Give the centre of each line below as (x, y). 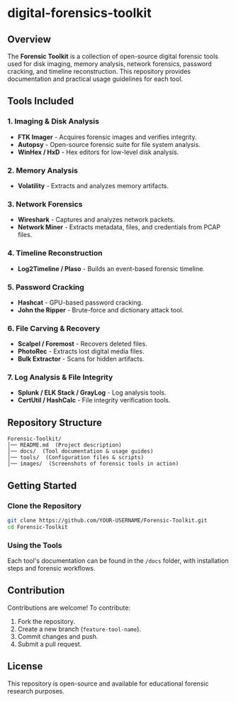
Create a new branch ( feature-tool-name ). (79, 629)
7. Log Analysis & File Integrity (60, 378)
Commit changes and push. (58, 636)
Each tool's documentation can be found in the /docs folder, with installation (118, 561)
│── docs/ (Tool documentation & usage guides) (80, 451)
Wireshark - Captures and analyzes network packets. (96, 220)
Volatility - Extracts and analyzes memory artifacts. (93, 185)
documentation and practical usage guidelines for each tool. (95, 79)
